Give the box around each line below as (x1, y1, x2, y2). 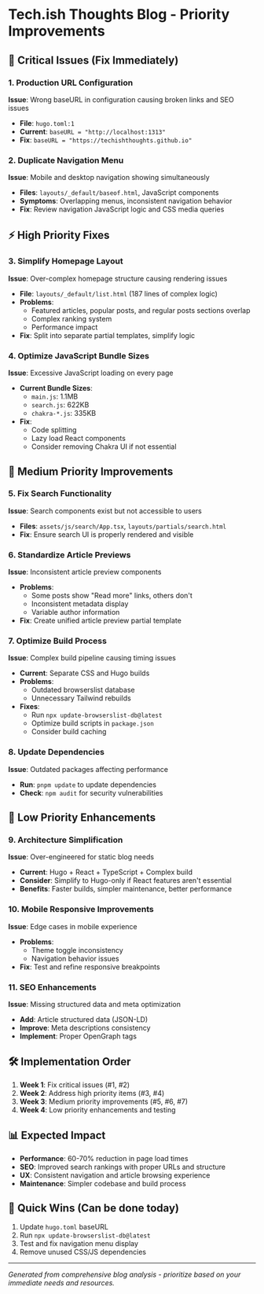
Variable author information (31, 608, 120, 617)
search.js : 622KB (31, 400, 90, 410)
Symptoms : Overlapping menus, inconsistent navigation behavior (19, 197, 233, 206)
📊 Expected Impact (8, 1129, 106, 1142)
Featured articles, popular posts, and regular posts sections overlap (31, 305, 251, 315)
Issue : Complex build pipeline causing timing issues (8, 653, 177, 663)
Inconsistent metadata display (31, 599, 129, 608)
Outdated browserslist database (31, 686, 135, 695)
